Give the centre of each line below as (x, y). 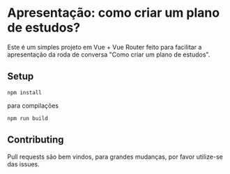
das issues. (23, 164)
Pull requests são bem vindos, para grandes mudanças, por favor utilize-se (115, 157)
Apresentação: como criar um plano (114, 13)
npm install (24, 92)
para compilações (33, 106)
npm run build (28, 118)
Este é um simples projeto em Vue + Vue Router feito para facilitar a (105, 47)
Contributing (36, 140)
